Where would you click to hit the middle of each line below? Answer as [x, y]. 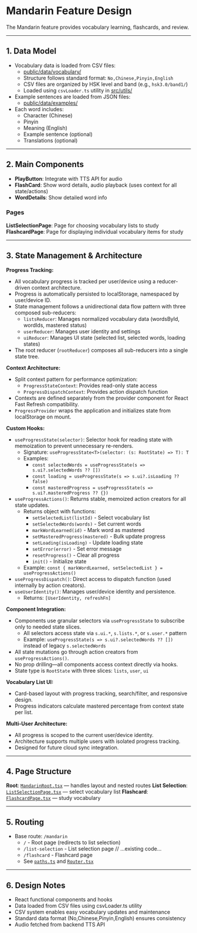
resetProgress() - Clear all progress [76, 555]
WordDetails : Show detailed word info [61, 197]
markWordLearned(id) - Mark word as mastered [88, 530]
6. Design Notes [36, 885]
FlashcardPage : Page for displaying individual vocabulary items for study [95, 231]
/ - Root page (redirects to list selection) [72, 842]
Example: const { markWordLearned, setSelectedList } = [93, 567]
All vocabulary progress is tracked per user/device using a [85, 281]
